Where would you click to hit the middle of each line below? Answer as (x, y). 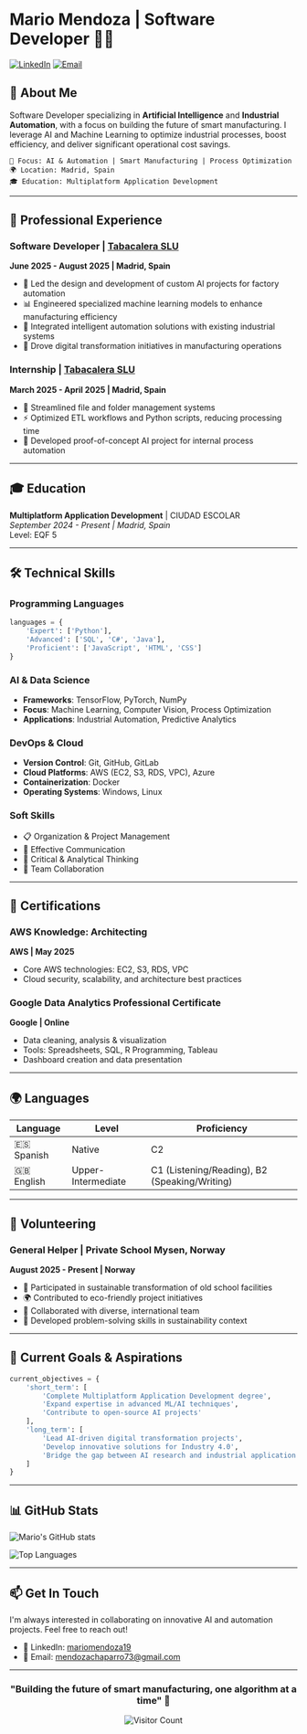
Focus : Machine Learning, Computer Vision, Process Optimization (147, 709)
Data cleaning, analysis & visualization (95, 1041)
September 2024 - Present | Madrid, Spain (90, 524)
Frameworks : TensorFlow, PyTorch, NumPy (105, 700)
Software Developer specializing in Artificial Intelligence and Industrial (144, 115)
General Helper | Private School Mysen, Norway (117, 1250)
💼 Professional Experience (86, 221)
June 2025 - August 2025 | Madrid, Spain (90, 266)
